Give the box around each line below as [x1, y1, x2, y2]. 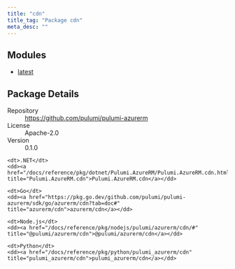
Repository [7, 106, 38, 115]
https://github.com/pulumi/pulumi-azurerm [24, 114, 148, 122]
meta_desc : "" [7, 23, 49, 30]
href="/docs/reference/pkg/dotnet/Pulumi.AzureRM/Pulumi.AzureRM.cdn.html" [7, 169, 233, 176]
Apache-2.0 [24, 129, 59, 137]
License [7, 122, 30, 129]
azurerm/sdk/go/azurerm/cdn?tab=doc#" [7, 200, 120, 207]
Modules [7, 49, 47, 61]
